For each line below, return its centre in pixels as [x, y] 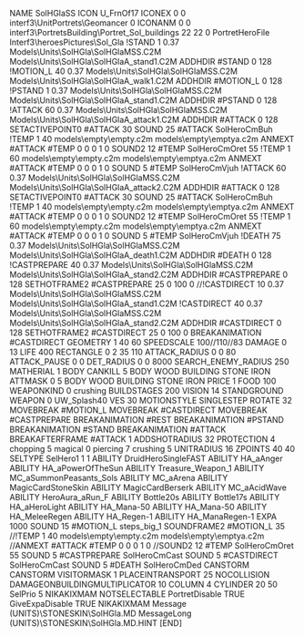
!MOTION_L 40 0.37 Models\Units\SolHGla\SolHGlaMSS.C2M [124, 71]
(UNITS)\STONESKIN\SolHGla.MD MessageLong [101, 613]
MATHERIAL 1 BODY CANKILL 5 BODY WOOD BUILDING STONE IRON [140, 371]
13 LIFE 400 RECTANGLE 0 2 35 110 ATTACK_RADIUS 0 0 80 [123, 352]
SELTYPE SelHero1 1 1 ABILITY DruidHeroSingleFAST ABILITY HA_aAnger [147, 458]
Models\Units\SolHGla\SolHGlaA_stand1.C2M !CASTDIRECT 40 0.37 [136, 303]
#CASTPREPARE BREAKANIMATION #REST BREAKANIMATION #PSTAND [147, 420]
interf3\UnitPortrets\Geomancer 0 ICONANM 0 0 [100, 23]
